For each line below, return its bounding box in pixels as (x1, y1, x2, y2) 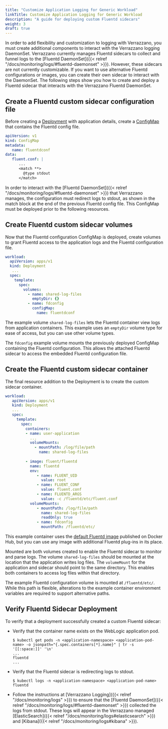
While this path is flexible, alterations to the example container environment (5, 585, 161, 591)
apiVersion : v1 (5, 133, 37, 138)
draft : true (5, 26, 30, 31)
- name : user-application (25, 431, 80, 436)
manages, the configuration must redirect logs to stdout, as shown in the (5, 195, 155, 201)
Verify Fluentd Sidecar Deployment (5, 605, 118, 613)
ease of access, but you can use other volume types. (5, 330, 115, 336)
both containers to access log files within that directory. (5, 570, 120, 576)
